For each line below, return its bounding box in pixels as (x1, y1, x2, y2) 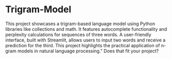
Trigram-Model (5, 4, 72, 15)
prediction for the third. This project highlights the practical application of (5, 42, 160, 48)
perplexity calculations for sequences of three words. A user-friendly (5, 31, 151, 37)
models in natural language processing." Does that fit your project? (17, 48, 159, 54)
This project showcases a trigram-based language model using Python (5, 21, 156, 27)
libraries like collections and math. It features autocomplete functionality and (5, 26, 167, 32)
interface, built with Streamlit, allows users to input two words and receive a (5, 37, 166, 43)
